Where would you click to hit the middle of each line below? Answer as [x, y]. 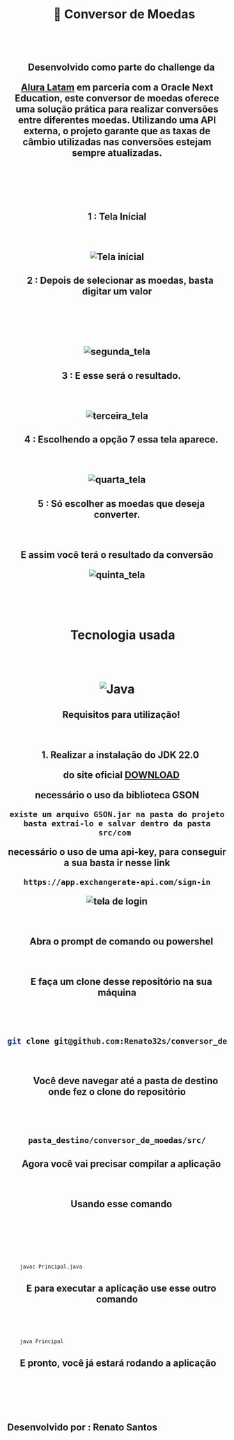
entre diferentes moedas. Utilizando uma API [117, 120]
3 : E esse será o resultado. [121, 376]
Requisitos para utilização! [122, 715]
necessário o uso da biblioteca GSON [117, 795]
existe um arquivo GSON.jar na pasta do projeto [117, 815]
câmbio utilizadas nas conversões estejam [117, 142]
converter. [117, 514]
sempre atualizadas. [117, 153]
